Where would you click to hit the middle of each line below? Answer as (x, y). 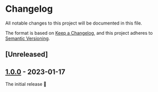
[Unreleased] (27, 54)
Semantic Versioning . (28, 38)
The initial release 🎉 (26, 84)
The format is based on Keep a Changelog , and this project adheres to (79, 33)
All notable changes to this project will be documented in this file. (74, 23)
